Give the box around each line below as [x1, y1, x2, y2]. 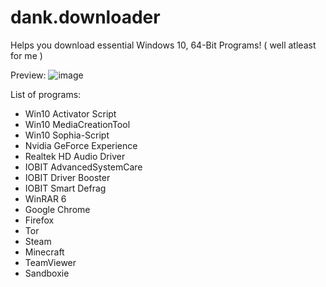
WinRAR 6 [24, 192, 67, 205]
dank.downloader [10, 6, 161, 29]
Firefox [24, 214, 55, 226]
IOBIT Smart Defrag [24, 182, 107, 194]
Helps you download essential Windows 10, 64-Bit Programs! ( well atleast [10, 39, 317, 51]
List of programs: [10, 88, 82, 100]
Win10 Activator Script [24, 107, 117, 120]
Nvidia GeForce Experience [24, 139, 138, 151]
